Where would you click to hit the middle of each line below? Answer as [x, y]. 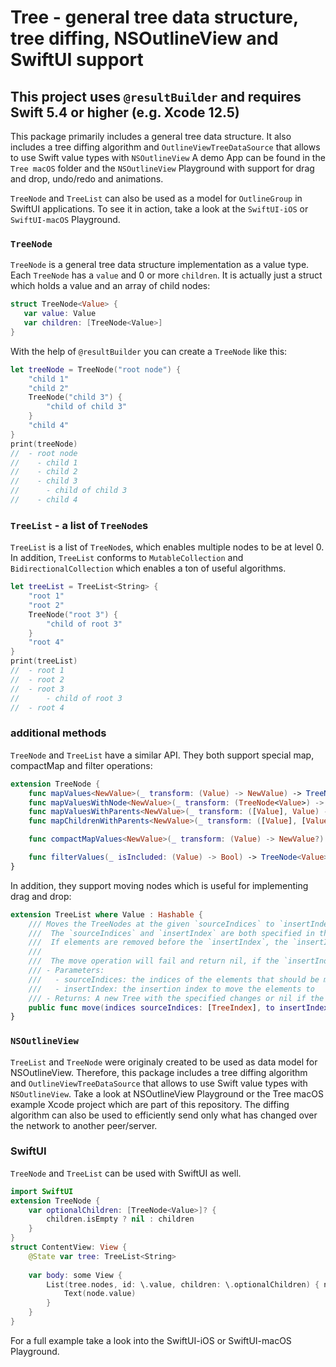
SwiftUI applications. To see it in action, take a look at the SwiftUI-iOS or [159, 209]
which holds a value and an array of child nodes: [110, 286]
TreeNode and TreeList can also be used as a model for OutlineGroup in [156, 198]
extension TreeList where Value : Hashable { [106, 914]
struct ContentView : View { [69, 1247]
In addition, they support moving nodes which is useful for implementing [159, 885]
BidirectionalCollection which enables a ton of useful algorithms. [148, 568]
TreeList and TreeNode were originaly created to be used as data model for [164, 1062]
